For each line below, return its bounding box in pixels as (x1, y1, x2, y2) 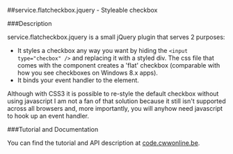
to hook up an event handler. (7, 111, 89, 120)
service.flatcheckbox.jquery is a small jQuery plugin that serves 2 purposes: (7, 33, 225, 41)
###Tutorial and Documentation (7, 125, 99, 133)
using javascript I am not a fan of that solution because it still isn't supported (7, 97, 226, 105)
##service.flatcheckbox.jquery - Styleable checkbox (7, 6, 158, 14)
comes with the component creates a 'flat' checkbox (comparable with (17, 61, 220, 69)
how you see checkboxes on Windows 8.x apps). (17, 69, 159, 77)
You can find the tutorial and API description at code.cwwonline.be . (7, 139, 200, 147)
